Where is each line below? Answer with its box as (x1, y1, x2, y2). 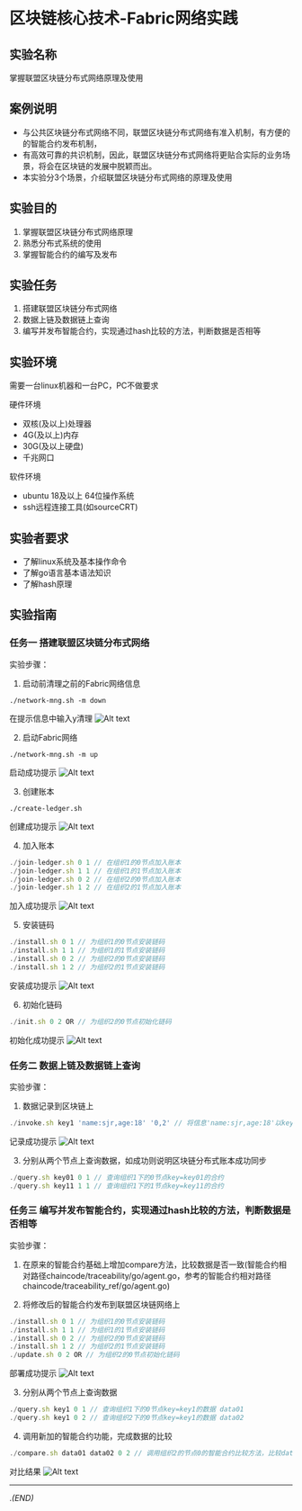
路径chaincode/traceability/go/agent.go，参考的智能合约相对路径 (30, 1270, 271, 1281)
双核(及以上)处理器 (22, 418, 93, 429)
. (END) (9, 1492, 34, 1503)
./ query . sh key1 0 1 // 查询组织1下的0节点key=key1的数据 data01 (9, 1405, 244, 1414)
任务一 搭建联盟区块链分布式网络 (9, 636, 150, 649)
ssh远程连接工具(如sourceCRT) (22, 501, 138, 513)
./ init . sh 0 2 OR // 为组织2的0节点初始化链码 (9, 1017, 173, 1026)
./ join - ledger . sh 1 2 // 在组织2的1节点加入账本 (9, 883, 182, 892)
